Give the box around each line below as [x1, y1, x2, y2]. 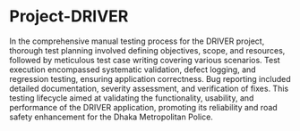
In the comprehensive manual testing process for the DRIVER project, [9, 36, 265, 46]
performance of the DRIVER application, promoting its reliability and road [9, 102, 278, 112]
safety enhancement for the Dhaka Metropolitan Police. [9, 111, 213, 122]
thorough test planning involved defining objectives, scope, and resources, [9, 45, 286, 55]
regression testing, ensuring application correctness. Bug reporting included [9, 73, 291, 84]
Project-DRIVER [9, 6, 129, 27]
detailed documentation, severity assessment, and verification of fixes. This [9, 83, 289, 94]
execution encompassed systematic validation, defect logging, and [9, 64, 257, 75]
